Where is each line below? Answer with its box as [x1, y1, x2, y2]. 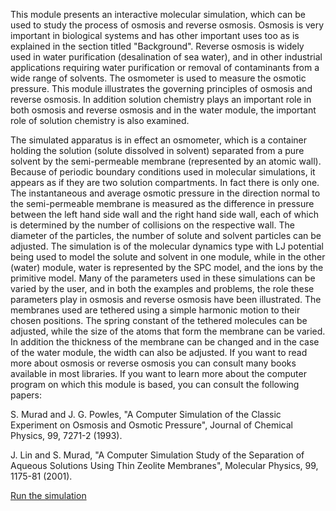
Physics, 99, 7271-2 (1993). [10, 430, 123, 441]
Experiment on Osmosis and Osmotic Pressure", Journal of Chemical [10, 419, 293, 431]
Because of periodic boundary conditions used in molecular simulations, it [10, 166, 316, 178]
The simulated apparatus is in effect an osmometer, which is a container [10, 134, 308, 146]
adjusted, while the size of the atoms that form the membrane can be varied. [10, 325, 326, 337]
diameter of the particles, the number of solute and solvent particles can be [10, 230, 322, 241]
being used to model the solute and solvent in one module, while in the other [10, 251, 326, 263]
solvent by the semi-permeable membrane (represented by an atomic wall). [10, 155, 322, 167]
